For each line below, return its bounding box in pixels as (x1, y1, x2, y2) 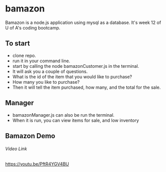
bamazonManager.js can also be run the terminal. (12, 112, 115, 118)
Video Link (5, 146, 27, 152)
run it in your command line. (12, 58, 70, 64)
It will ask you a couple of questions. (12, 68, 88, 74)
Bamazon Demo (5, 132, 55, 140)
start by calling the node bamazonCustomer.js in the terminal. (12, 63, 139, 69)
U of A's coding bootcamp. (5, 24, 60, 30)
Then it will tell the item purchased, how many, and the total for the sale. (12, 84, 161, 90)
